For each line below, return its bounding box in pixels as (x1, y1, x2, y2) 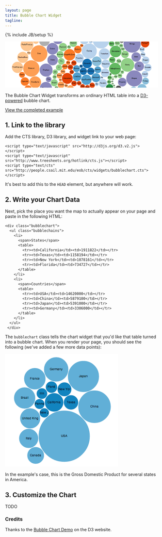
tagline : (5, 18, 23, 23)
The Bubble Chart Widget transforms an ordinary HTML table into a (5, 92, 140, 98)
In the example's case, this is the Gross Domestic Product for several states (5, 472, 156, 477)
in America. (5, 477, 28, 483)
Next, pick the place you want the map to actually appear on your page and (5, 209, 156, 214)
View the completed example (5, 107, 63, 113)
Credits (5, 516, 23, 522)
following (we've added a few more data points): (5, 344, 102, 350)
